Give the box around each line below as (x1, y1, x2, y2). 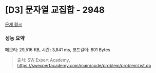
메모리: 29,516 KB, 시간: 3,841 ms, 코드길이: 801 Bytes (5, 47, 111, 53)
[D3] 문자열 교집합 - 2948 (5, 4, 105, 16)
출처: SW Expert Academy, (17, 57, 70, 63)
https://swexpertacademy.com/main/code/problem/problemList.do (17, 63, 152, 69)
